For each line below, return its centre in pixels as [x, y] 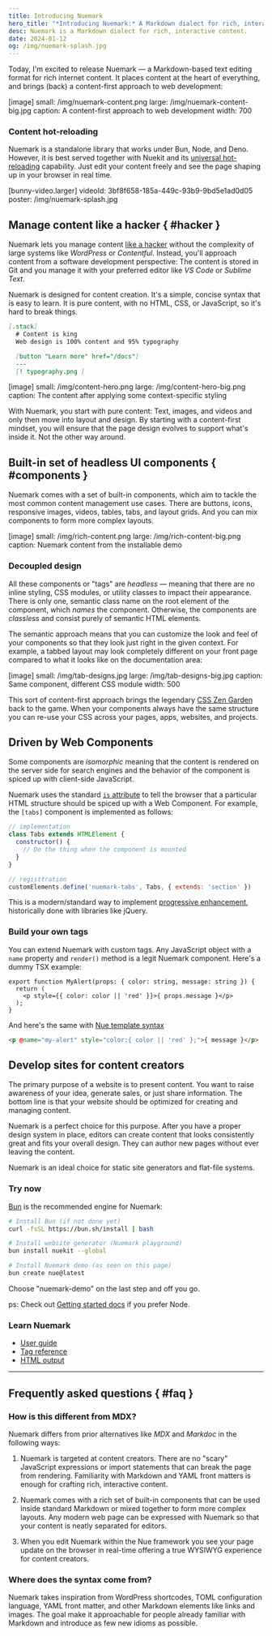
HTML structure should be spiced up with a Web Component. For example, [133, 803]
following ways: [34, 1442]
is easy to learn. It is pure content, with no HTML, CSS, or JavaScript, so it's [135, 303]
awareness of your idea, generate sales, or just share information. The [125, 1093]
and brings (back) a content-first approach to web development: [116, 87]
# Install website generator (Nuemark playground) [96, 1244]
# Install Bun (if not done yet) [65, 1221]
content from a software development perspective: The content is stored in [134, 262]
